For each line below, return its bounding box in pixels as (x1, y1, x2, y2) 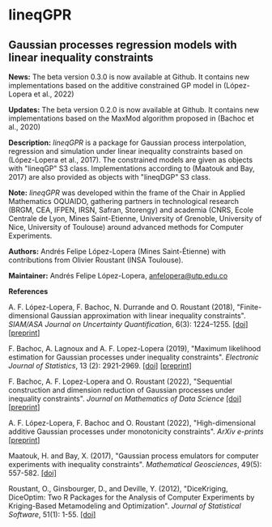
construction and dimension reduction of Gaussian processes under (8, 385, 236, 394)
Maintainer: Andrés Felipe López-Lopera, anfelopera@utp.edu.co (8, 271, 228, 280)
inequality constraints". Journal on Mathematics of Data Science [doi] (8, 394, 242, 403)
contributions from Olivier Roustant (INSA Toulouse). (8, 255, 184, 265)
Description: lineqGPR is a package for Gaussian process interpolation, (8, 138, 247, 147)
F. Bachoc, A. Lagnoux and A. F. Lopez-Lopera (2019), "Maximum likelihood (8, 344, 261, 353)
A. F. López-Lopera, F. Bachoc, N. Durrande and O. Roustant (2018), (8, 302, 236, 312)
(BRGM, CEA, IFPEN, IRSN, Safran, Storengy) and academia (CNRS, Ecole (8, 205, 253, 215)
